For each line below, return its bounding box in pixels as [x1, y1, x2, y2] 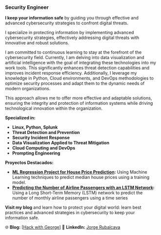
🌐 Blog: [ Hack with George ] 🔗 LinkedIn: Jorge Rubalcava [5, 224, 121, 230]
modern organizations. [5, 86, 51, 92]
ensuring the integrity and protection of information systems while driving [5, 100, 153, 106]
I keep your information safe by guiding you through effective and [5, 15, 139, 21]
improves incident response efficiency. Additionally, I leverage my [5, 70, 137, 76]
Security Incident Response [12, 135, 70, 140]
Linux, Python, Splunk [12, 124, 58, 130]
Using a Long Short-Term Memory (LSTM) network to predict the [12, 190, 143, 196]
